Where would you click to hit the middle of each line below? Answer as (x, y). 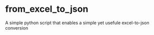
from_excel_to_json (47, 9)
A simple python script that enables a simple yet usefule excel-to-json (77, 23)
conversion (17, 28)
